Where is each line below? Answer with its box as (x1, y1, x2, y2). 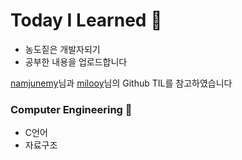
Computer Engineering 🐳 (10, 102, 133, 116)
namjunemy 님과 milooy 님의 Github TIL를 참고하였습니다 (10, 77, 233, 89)
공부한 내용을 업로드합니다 (24, 55, 128, 68)
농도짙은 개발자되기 (24, 43, 101, 55)
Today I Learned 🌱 (10, 9, 163, 32)
